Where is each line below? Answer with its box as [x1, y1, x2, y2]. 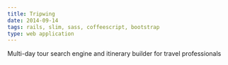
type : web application [7, 30, 74, 37]
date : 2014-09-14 [7, 17, 59, 24]
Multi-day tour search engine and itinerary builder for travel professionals [7, 49, 222, 58]
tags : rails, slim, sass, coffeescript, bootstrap [7, 23, 160, 30]
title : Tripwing [7, 10, 55, 18]
